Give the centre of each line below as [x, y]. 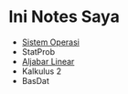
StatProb [38, 51]
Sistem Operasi [50, 42]
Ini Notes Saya [64, 17]
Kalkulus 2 [41, 71]
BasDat [35, 80]
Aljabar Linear [48, 61]
